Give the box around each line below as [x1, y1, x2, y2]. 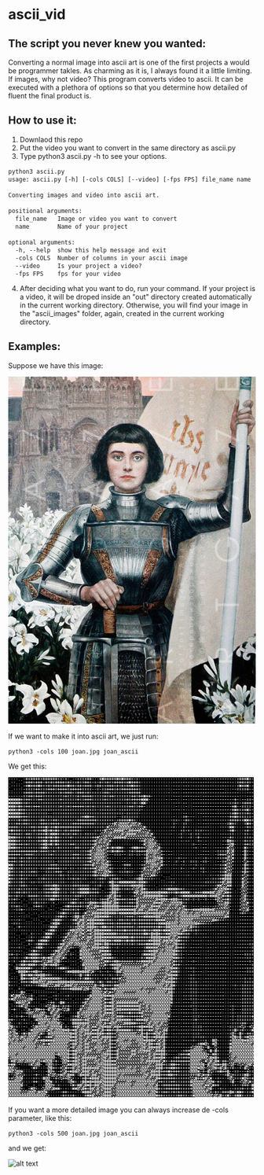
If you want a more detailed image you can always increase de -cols [8, 1105, 229, 1114]
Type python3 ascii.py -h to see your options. [19, 151, 167, 160]
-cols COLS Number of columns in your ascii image [15, 254, 189, 262]
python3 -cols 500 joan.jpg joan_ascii [8, 1129, 139, 1137]
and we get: [8, 1143, 47, 1153]
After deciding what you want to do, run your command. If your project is [19, 283, 256, 293]
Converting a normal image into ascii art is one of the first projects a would [8, 57, 250, 67]
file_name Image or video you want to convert [15, 215, 178, 223]
